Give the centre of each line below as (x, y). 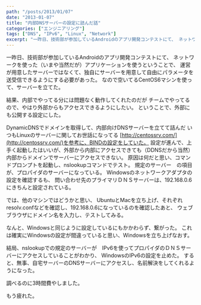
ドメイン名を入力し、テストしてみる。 (79, 215)
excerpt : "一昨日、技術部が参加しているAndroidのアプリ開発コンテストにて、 (91, 39)
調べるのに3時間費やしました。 (43, 283)
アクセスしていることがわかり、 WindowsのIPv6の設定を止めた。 (102, 255)
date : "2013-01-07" (31, 17)
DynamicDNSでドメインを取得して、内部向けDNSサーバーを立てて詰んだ (96, 127)
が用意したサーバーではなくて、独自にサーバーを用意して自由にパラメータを (100, 72)
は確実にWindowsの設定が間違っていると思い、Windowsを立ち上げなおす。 (99, 235)
